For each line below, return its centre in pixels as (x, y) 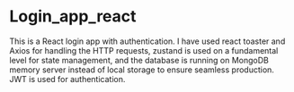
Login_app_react (73, 17)
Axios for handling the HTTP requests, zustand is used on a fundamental (144, 50)
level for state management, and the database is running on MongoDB (139, 60)
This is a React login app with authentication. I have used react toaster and (147, 41)
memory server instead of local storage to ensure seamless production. (142, 70)
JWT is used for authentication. (67, 79)
